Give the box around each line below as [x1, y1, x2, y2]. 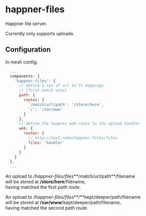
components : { [10, 73, 40, 79]
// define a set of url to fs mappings [18, 83, 104, 88]
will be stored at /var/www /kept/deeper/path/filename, [5, 200, 121, 206]
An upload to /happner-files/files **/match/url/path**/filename [5, 173, 135, 180]
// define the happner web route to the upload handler [18, 121, 140, 126]
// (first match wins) [18, 88, 67, 93]
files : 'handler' [28, 140, 65, 145]
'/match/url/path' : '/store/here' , [28, 102, 104, 107]
